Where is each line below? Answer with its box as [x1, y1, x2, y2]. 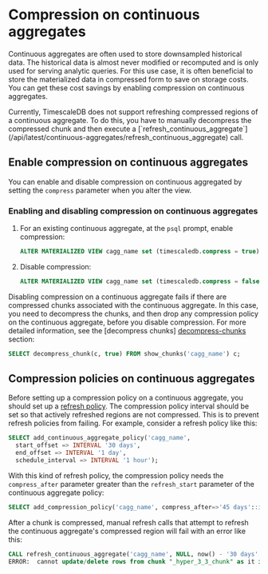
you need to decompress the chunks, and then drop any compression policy [8, 309, 259, 318]
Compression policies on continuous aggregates [8, 372, 255, 385]
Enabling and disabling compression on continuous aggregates [8, 205, 258, 217]
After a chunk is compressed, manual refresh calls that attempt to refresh [8, 517, 249, 527]
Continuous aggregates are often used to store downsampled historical [8, 49, 242, 58]
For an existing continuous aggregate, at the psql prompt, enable [19, 224, 234, 233]
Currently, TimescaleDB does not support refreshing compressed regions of [8, 106, 258, 117]
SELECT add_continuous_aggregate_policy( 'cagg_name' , [8, 434, 191, 442]
